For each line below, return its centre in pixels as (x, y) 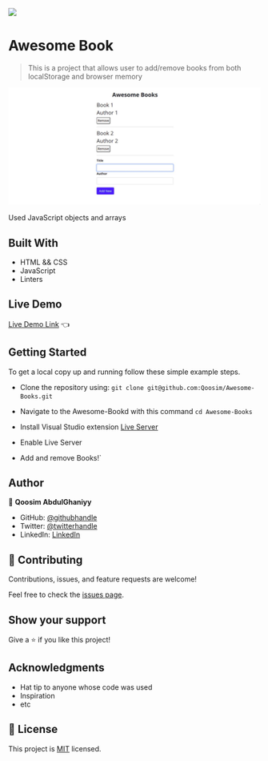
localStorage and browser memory (85, 76)
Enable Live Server (51, 442)
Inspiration (37, 695)
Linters (31, 280)
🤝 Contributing (46, 560)
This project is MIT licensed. (55, 748)
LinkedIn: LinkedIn (50, 535)
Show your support (57, 620)
